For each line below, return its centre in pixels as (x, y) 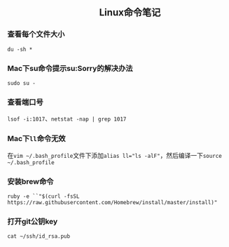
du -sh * (20, 49)
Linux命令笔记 (130, 13)
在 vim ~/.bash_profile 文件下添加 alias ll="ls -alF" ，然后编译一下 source (114, 155)
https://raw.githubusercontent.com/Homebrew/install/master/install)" (112, 202)
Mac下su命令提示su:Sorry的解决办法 (70, 68)
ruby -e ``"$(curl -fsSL (43, 196)
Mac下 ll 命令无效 (36, 139)
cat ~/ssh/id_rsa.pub (39, 236)
